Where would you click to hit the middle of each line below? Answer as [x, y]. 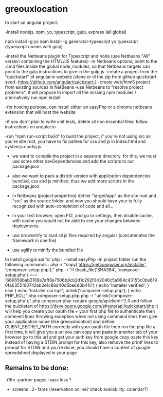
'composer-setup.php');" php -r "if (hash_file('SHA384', [61, 270]
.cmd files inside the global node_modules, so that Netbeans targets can [78, 66]
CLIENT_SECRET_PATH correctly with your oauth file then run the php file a [80, 327]
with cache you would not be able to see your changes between [76, 220]
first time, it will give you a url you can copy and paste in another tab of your [81, 332]
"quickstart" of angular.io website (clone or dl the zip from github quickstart [81, 77]
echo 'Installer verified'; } [124, 285]
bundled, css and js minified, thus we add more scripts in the [73, 181]
